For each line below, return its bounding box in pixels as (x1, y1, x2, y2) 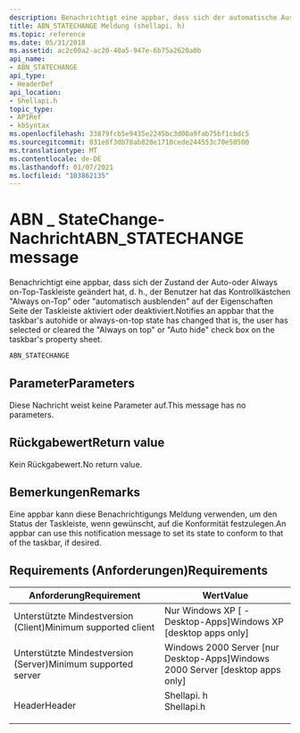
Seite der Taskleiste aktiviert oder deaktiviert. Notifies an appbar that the (9, 306, 275, 316)
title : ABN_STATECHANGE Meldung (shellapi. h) (9, 21, 186, 30)
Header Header (13, 699, 77, 712)
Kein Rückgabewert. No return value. (9, 459, 143, 469)
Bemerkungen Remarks (9, 484, 141, 501)
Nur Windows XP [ (164, 604, 242, 617)
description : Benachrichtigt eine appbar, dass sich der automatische (9, 13, 278, 22)
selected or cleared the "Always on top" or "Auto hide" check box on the (9, 324, 275, 335)
